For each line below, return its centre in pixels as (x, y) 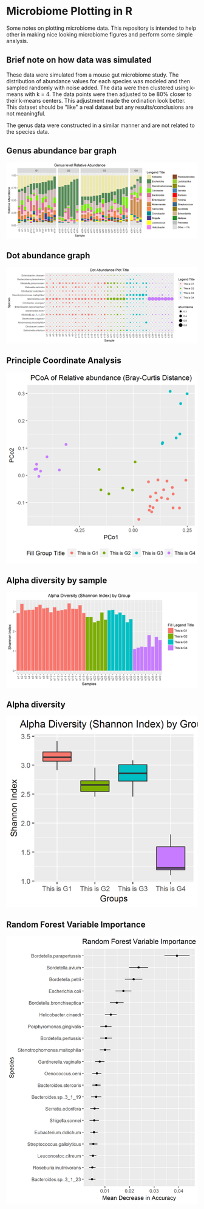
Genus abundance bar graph (62, 151)
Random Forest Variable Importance (76, 924)
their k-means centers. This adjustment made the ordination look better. (96, 100)
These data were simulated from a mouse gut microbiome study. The (93, 75)
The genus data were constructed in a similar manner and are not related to (101, 125)
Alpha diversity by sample (57, 581)
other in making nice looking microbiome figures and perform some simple (100, 34)
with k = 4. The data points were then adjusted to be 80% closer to (108, 94)
